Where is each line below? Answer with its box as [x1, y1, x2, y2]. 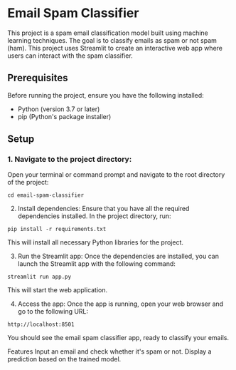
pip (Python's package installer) [17, 112, 112, 120]
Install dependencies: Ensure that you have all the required [17, 205, 190, 213]
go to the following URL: [17, 307, 89, 316]
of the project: [7, 178, 49, 187]
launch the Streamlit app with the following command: [17, 259, 176, 268]
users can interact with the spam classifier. [7, 51, 133, 60]
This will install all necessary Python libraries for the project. [7, 238, 183, 247]
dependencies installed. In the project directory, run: [17, 212, 172, 220]
